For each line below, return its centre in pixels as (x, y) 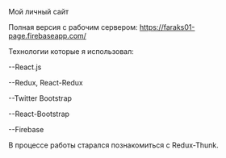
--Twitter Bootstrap (40, 98)
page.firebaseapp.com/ (48, 36)
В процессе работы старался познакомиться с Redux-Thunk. (114, 145)
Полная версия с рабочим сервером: (73, 27)
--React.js (25, 67)
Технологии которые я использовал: (71, 51)
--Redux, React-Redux (46, 83)
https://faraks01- (167, 27)
